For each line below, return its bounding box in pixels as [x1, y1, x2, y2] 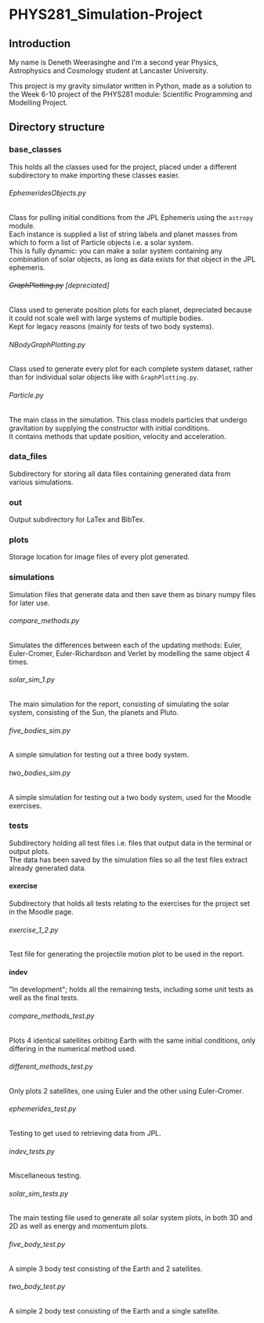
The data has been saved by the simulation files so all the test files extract [9, 855, 248, 864]
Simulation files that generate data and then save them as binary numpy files [9, 589, 257, 599]
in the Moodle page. [9, 907, 74, 916]
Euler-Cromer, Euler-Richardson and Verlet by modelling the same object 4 [9, 648, 250, 658]
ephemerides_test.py [9, 1104, 77, 1113]
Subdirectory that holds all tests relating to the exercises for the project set [9, 899, 250, 908]
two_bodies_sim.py [9, 768, 71, 777]
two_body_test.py [9, 1282, 66, 1292]
